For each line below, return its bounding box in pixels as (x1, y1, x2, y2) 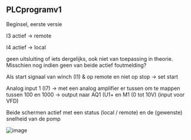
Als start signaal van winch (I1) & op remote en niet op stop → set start (6, 73, 179, 80)
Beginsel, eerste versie (6, 20, 62, 27)
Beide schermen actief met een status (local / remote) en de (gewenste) (6, 108, 183, 116)
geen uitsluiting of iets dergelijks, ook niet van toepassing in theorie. (6, 55, 174, 62)
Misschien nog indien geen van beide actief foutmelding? (6, 61, 147, 69)
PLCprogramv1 (6, 5, 62, 15)
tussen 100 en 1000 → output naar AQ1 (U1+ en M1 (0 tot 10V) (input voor (6, 91, 185, 98)
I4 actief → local (6, 43, 46, 51)
